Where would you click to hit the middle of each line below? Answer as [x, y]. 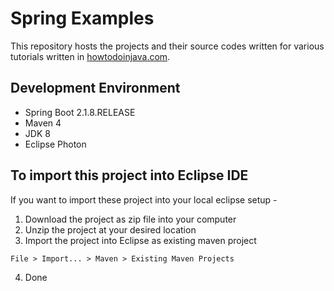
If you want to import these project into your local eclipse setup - [144, 199]
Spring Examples [82, 18]
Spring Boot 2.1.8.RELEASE [80, 112]
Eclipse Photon [55, 144]
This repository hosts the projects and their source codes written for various [167, 46]
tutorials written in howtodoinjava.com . [90, 56]
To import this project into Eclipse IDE [129, 175]
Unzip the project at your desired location [110, 229]
